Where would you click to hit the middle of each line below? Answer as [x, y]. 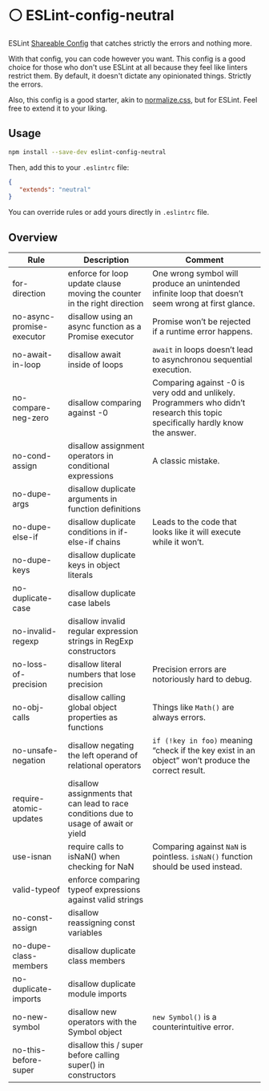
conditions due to [100, 814]
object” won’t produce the [201, 761]
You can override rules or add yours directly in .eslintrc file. [109, 212]
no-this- [29, 1050]
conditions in [92, 532]
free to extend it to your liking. [58, 108]
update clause [94, 284]
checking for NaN [101, 867]
